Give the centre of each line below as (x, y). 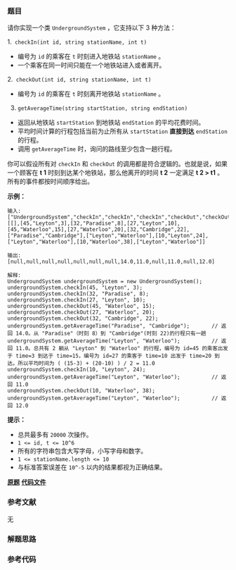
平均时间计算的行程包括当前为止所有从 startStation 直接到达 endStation (123, 131)
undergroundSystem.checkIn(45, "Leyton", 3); (75, 288)
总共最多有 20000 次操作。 (55, 435)
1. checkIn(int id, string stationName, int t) (77, 42)
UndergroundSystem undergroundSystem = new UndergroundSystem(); (105, 282)
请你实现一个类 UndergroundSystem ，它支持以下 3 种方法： (92, 28)
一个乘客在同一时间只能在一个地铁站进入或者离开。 (91, 66)
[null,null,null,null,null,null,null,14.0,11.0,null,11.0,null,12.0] (111, 262)
